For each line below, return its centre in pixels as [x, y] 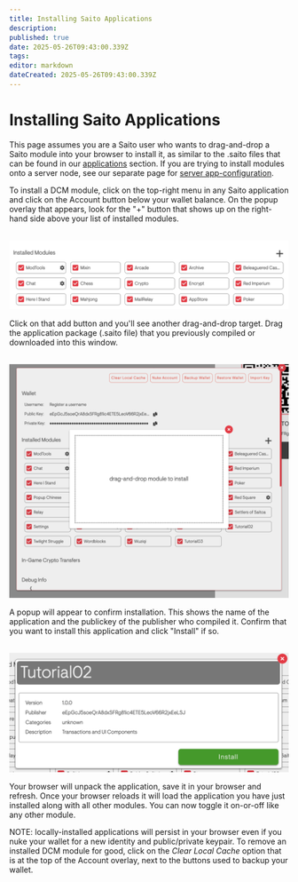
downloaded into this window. [63, 342]
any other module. [43, 814]
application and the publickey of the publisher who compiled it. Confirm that [148, 622]
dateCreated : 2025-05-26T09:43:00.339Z [83, 75]
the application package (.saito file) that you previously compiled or [132, 332]
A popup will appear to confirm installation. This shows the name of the [139, 612]
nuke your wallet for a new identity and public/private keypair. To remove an [148, 841]
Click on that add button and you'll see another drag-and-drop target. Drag [146, 323]
